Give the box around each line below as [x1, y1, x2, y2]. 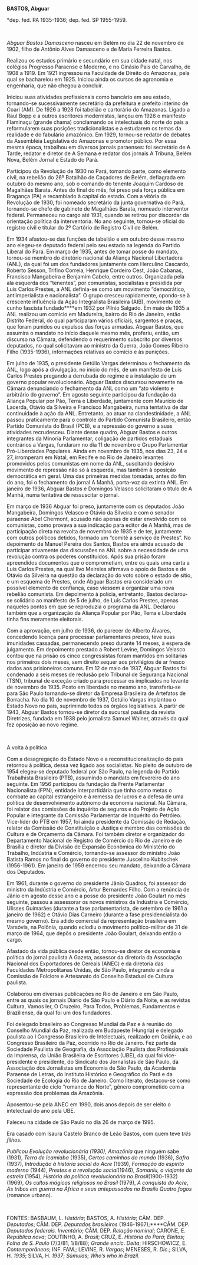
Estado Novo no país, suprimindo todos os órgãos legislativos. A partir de [6, 702, 185, 709]
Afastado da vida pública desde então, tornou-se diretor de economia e [6, 948, 180, 955]
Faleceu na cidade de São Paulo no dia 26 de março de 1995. [6, 1119, 156, 1126]
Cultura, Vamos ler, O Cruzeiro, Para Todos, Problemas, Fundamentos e [6, 1003, 180, 1010]
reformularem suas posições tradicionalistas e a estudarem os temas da [6, 125, 181, 132]
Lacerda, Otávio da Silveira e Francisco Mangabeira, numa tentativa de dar [6, 404, 188, 411]
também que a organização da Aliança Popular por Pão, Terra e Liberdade [6, 609, 187, 616]
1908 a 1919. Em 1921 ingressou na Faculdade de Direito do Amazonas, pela [6, 70, 190, 76]
